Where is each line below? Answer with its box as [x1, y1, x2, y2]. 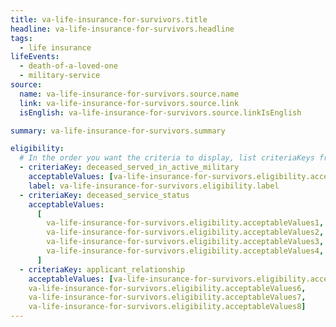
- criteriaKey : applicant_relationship [19, 264, 186, 275]
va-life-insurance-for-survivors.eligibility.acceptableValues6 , [28, 283, 307, 293]
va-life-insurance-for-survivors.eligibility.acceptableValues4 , [46, 246, 325, 256]
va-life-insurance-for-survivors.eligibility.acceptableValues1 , [46, 218, 325, 228]
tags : [10, 33, 33, 43]
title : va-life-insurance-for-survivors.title [10, 14, 208, 25]
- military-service [19, 71, 101, 81]
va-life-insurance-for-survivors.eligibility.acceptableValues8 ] [28, 302, 307, 312]
